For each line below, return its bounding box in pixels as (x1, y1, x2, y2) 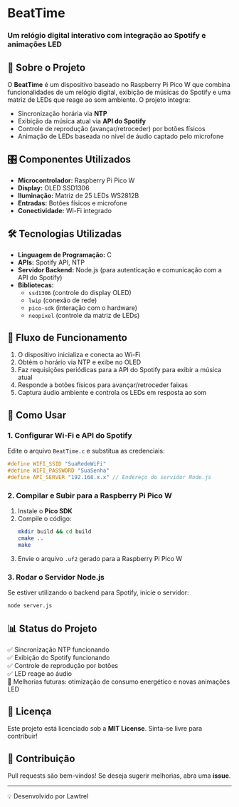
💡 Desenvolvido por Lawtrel (7, 792, 89, 801)
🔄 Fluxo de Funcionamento (7, 331, 128, 344)
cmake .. (17, 535, 44, 542)
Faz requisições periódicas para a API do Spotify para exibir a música (17, 366, 222, 374)
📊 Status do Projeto (7, 622, 97, 635)
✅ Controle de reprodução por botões (7, 661, 119, 669)
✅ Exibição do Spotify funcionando (7, 653, 110, 662)
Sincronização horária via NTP (17, 109, 108, 118)
